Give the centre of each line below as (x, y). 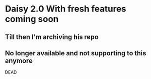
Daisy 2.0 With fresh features (66, 9)
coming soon (32, 19)
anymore (19, 60)
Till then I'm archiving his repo (52, 37)
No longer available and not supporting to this (76, 53)
